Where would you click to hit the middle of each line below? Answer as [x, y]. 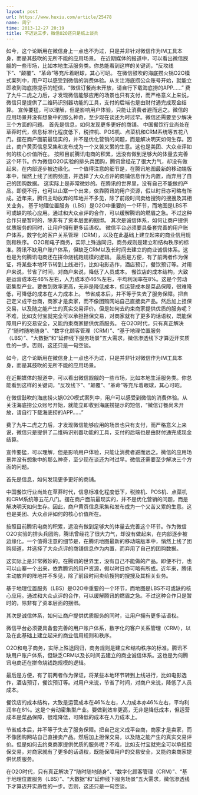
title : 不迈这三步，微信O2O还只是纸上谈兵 [52, 34]
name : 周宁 [19, 22]
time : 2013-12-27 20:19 [35, 28]
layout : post [22, 11]
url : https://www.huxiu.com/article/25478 [59, 17]
